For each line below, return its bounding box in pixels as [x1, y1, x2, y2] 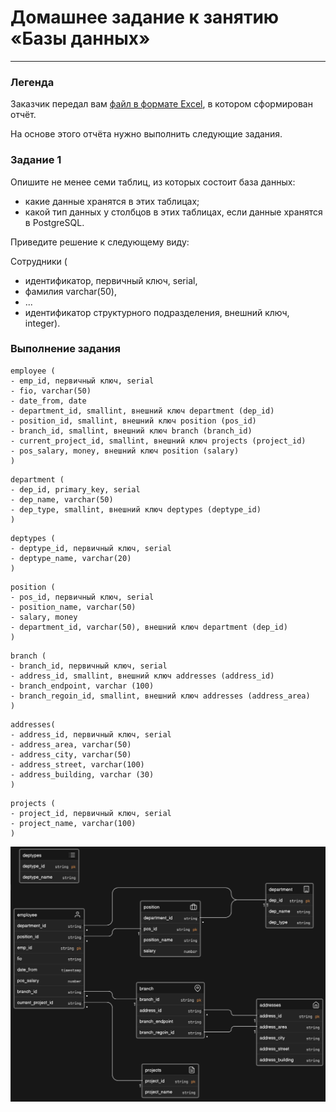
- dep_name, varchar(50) [10, 494, 114, 505]
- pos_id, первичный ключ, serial [10, 592, 155, 602]
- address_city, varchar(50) [10, 749, 132, 760]
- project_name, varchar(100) [10, 818, 137, 828]
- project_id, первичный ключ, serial [10, 808, 172, 818]
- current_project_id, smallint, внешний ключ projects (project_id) [10, 436, 307, 446]
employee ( [10, 366, 56, 376]
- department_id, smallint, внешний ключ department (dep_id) [10, 406, 275, 416]
